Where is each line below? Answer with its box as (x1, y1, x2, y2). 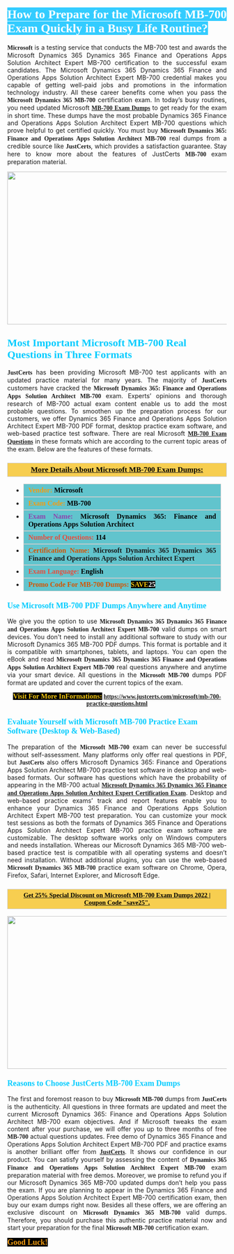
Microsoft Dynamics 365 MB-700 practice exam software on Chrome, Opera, (7, 863, 228, 871)
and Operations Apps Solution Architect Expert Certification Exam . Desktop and (7, 788, 227, 796)
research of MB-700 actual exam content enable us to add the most (7, 399, 227, 408)
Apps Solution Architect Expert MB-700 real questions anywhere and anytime (7, 663, 227, 671)
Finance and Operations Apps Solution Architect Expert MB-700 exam (7, 1163, 227, 1172)
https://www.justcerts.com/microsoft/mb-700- (103, 693, 221, 701)
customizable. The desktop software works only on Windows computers (7, 833, 227, 842)
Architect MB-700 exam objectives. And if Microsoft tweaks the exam (7, 1118, 227, 1126)
